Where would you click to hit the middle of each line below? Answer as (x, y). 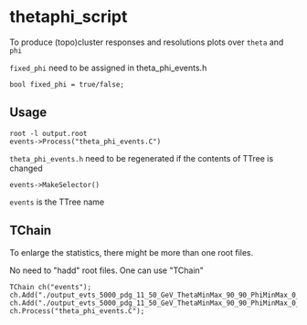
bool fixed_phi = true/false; (67, 84)
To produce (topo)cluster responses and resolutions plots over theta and (147, 42)
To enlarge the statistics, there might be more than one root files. (132, 252)
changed (26, 168)
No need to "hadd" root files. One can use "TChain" (106, 270)
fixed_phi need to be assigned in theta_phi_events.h (108, 68)
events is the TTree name (57, 202)
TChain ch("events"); (51, 287)
